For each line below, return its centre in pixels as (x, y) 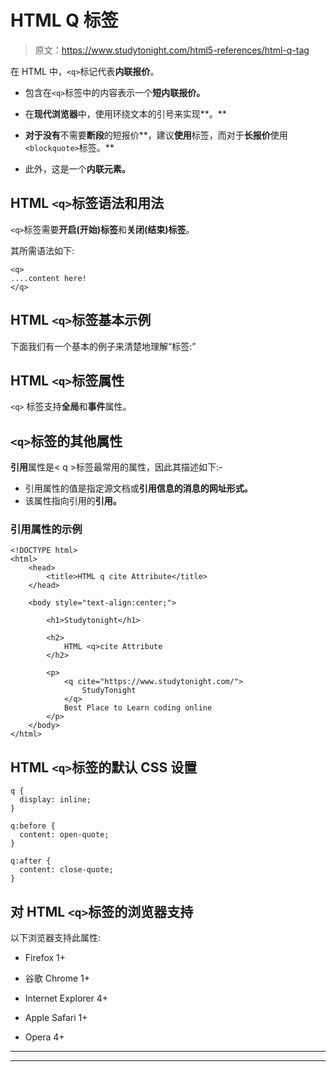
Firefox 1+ (45, 958)
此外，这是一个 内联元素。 (77, 168)
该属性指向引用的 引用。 (73, 501)
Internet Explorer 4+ (66, 998)
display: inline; (55, 800)
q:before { (33, 826)
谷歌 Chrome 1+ (57, 978)
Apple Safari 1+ (56, 1018)
